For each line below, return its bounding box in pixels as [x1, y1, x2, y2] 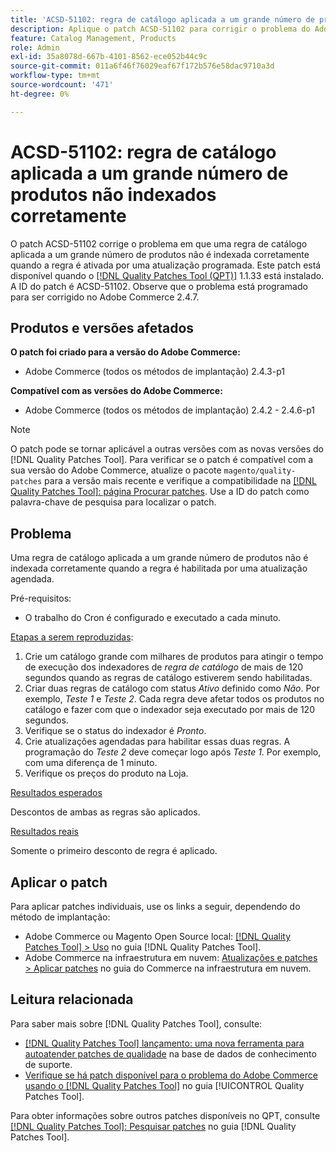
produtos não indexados [10, 183, 217, 206]
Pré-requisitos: [10, 592, 72, 605]
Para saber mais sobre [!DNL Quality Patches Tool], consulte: [10, 1017, 263, 1030]
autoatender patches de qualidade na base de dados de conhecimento [24, 1047, 317, 1060]
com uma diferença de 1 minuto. [24, 757, 158, 769]
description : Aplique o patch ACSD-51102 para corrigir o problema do [10, 24, 311, 34]
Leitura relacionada [10, 991, 134, 1008]
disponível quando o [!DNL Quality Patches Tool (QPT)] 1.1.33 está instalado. [10, 269, 325, 281]
